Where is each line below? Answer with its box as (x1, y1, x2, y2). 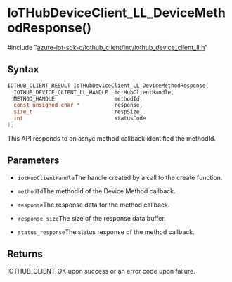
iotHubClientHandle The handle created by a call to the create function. (17, 173, 223, 181)
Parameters (7, 155, 60, 167)
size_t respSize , (13, 108, 143, 115)
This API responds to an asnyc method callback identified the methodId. (7, 134, 217, 142)
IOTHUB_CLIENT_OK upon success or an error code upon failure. (7, 267, 195, 275)
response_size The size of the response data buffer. (17, 214, 167, 222)
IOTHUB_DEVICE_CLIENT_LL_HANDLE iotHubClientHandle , (13, 89, 174, 96)
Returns (7, 248, 44, 260)
